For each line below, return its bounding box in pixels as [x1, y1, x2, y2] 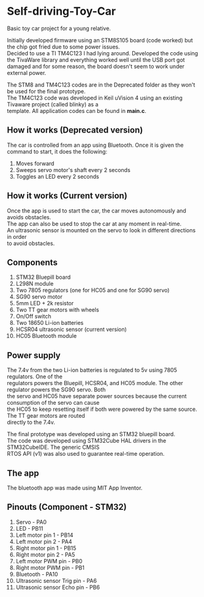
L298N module [15, 280, 54, 287]
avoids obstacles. [7, 213, 51, 220]
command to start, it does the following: [7, 147, 108, 155]
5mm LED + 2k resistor [15, 300, 74, 307]
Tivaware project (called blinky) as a [7, 100, 99, 108]
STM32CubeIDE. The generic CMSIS [7, 443, 100, 451]
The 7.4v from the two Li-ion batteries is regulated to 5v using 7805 [7, 367, 177, 374]
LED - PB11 [15, 525, 43, 532]
